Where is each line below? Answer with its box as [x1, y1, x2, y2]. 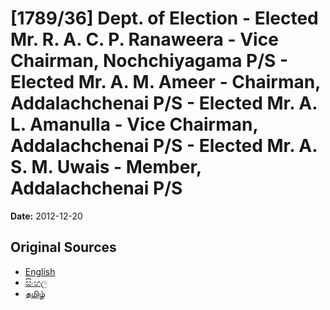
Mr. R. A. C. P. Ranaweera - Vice [10, 28, 279, 51]
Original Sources [10, 239, 117, 256]
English [24, 265, 56, 277]
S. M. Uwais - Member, [10, 156, 202, 179]
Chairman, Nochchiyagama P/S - [10, 50, 289, 72]
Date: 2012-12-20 [10, 210, 83, 222]
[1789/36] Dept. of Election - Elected [10, 7, 319, 30]
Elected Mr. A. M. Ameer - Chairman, [10, 71, 321, 94]
